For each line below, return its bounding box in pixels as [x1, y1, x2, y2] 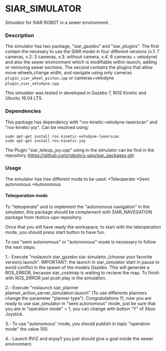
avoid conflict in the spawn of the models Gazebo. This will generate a [5, 264, 150, 270]
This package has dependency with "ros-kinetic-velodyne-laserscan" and [5, 119, 158, 125]
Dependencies [5, 108, 41, 115]
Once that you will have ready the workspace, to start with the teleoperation [5, 224, 161, 230]
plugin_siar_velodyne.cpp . [5, 80, 60, 86]
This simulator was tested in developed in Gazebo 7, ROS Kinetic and [5, 90, 147, 96]
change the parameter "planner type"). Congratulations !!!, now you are [5, 295, 152, 301]
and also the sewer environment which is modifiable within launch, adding [5, 59, 157, 65]
